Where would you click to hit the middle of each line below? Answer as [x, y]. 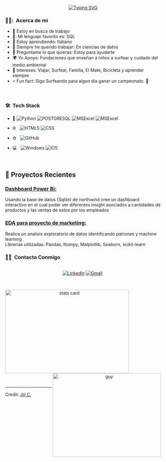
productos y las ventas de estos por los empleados [57, 210]
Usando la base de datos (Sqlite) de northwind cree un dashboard [72, 200]
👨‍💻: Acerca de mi [27, 20]
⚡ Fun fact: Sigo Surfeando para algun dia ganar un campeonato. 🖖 [81, 81]
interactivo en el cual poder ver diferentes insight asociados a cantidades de [83, 205]
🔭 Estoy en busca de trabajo [41, 31]
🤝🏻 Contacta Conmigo [33, 257]
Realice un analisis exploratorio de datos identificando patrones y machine [81, 234]
